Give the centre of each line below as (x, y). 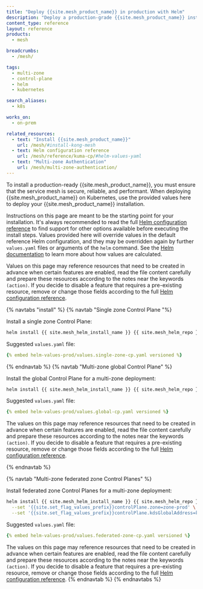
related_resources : (31, 134)
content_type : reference (37, 23)
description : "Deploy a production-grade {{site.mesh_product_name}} (96, 18)
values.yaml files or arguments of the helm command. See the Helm (90, 248)
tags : (13, 67)
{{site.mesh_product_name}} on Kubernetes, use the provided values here (99, 198)
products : (19, 34)
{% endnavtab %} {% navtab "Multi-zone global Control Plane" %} (89, 367)
